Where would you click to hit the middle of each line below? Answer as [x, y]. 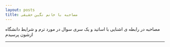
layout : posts [20, 10]
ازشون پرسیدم [19, 34]
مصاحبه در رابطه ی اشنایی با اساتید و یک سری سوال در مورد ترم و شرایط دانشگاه [83, 29]
